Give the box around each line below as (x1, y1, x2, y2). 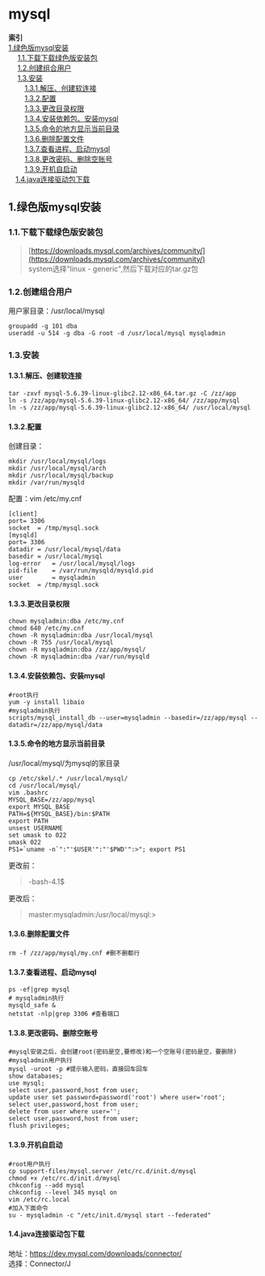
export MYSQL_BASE (8, 802, 70, 810)
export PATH (8, 817, 48, 825)
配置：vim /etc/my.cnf (8, 494, 82, 504)
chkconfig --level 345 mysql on (8, 1188, 117, 1197)
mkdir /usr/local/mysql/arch (8, 465, 107, 473)
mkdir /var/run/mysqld (8, 478, 85, 487)
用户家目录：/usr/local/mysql (8, 305, 105, 316)
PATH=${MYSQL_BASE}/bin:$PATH (8, 810, 111, 818)
